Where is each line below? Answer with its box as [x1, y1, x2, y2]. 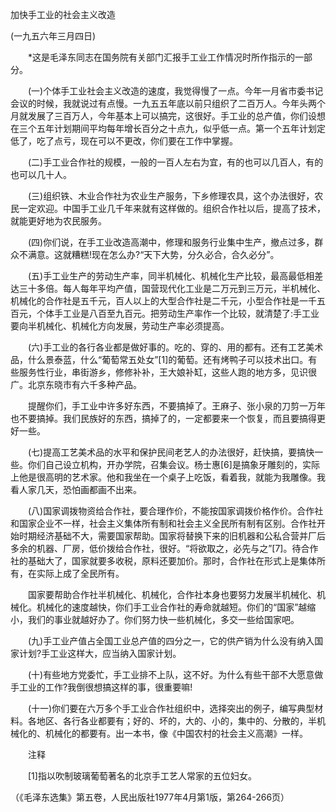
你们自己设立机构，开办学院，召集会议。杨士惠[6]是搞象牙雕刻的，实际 [27, 459, 320, 470]
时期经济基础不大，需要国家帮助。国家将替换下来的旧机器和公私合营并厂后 [18, 530, 326, 542]
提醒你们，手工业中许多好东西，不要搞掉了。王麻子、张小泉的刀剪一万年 [27, 400, 326, 412]
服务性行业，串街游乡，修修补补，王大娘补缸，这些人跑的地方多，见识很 [18, 366, 317, 378]
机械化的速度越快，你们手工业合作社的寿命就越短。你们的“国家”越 [36, 601, 308, 613]
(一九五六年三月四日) [10, 30, 97, 42]
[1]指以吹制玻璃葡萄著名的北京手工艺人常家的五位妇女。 [27, 770, 257, 782]
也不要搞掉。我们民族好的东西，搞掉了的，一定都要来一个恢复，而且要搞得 [10, 413, 317, 424]
